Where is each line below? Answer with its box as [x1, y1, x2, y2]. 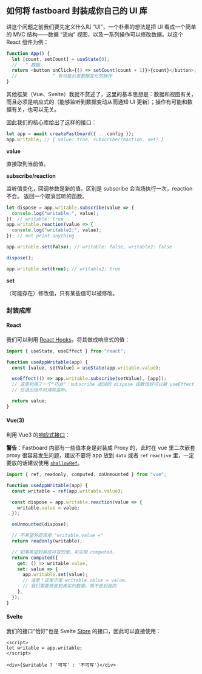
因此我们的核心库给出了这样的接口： [6, 119, 97, 126]
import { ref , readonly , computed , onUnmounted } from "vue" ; [6, 471, 167, 478]
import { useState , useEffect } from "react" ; [6, 348, 126, 354]
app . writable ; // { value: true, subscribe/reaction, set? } [6, 136, 164, 142]
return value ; [12, 398, 47, 404]
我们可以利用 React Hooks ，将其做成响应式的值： [6, 335, 130, 343]
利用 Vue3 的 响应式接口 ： [6, 431, 71, 438]
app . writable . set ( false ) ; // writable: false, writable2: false [6, 244, 172, 250]
